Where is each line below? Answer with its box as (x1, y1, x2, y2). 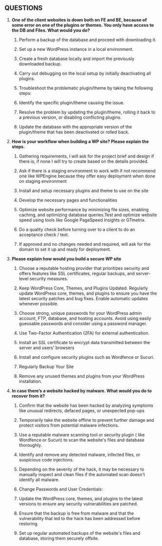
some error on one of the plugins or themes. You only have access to (11, 22, 154, 28)
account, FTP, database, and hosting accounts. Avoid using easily (19, 315, 152, 321)
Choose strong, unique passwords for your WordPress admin (19, 310, 142, 316)
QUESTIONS (4, 4, 42, 12)
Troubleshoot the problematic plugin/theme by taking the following (19, 85, 153, 91)
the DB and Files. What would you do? (11, 27, 90, 33)
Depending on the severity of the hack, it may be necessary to (19, 466, 144, 472)
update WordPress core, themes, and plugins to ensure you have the (19, 290, 157, 296)
